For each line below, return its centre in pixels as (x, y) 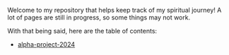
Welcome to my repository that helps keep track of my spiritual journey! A (114, 10)
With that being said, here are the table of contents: (82, 31)
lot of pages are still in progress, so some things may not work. (99, 17)
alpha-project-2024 (46, 44)
